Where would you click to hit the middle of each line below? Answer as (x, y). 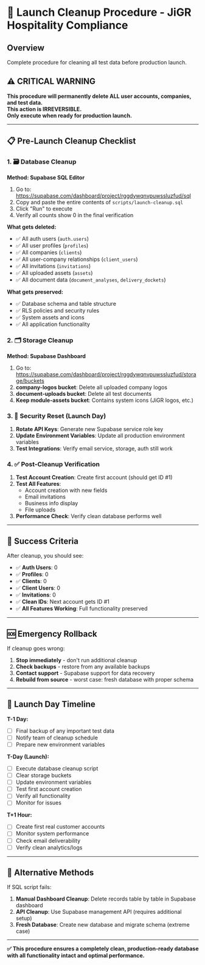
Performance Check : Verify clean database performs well (89, 516)
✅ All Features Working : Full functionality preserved (82, 609)
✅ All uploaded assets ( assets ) (54, 272)
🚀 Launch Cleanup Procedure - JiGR (99, 12)
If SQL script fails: (29, 887)
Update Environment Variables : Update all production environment (100, 436)
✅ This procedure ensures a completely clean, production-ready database (103, 949)
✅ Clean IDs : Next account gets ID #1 (63, 602)
